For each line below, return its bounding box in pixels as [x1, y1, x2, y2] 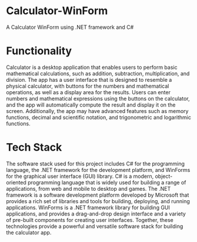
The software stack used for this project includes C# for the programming [6, 160, 185, 167]
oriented [6, 178, 26, 186]
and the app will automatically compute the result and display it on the [6, 101, 176, 108]
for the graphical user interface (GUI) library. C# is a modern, [6, 173, 154, 180]
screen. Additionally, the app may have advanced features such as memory [6, 107, 189, 114]
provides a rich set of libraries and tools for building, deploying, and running [6, 197, 190, 204]
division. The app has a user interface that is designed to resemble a [6, 76, 172, 83]
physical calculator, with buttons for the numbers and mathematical [6, 82, 169, 89]
